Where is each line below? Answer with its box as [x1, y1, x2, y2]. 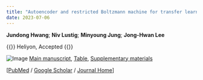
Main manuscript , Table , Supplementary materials [29, 55, 153, 62]
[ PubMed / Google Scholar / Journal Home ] [6, 66, 115, 73]
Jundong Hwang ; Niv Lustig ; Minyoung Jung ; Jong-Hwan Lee [6, 31, 165, 38]
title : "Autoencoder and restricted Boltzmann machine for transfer [6, 8, 182, 15]
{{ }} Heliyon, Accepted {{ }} [6, 43, 74, 50]
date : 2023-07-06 [6, 15, 50, 21]
